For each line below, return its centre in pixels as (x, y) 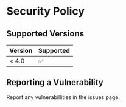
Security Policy (46, 11)
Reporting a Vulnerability (55, 82)
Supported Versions (45, 34)
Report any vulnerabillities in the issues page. (63, 97)
